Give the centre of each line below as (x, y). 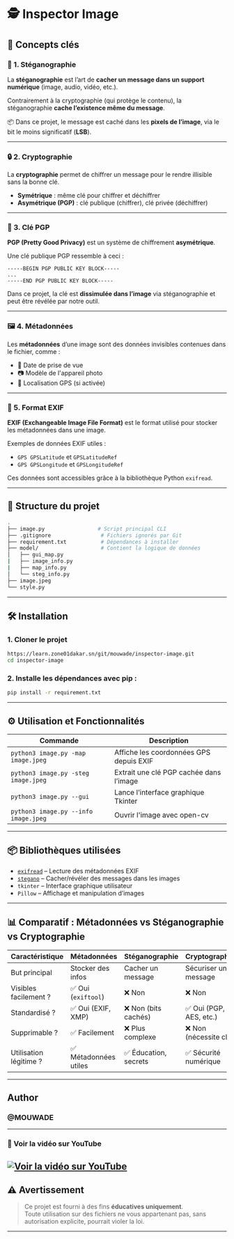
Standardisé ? (33, 1013)
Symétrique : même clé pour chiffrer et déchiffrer (88, 196)
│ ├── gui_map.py (36, 555)
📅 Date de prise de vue (50, 365)
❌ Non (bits (143, 1008)
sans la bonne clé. (33, 182)
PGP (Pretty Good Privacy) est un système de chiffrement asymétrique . (111, 242)
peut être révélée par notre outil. (53, 302)
